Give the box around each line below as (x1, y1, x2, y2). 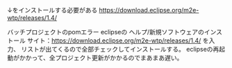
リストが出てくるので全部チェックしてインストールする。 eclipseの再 (20, 45, 219, 53)
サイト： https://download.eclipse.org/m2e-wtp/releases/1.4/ (26, 36, 201, 45)
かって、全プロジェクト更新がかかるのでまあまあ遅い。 (25, 54, 183, 62)
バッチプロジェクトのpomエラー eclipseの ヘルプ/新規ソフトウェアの (7, 28, 205, 36)
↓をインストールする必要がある (7, 6, 98, 14)
